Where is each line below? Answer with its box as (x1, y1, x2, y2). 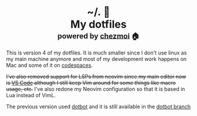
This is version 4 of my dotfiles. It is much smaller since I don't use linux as (6, 49, 187, 56)
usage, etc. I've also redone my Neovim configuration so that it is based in (6, 85, 185, 93)
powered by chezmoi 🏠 (57, 31, 140, 40)
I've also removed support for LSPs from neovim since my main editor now (6, 73, 186, 80)
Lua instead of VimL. (6, 91, 56, 98)
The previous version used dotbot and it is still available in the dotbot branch (6, 103, 191, 110)
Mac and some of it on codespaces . (6, 62, 93, 69)
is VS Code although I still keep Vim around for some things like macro (6, 79, 176, 86)
